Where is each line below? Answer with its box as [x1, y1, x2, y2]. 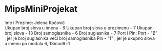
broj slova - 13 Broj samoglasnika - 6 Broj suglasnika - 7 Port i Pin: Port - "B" [4, 30, 158, 36]
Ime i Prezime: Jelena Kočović [4, 20, 65, 25]
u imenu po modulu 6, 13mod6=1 [4, 40, 70, 46]
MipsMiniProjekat [4, 3, 78, 15]
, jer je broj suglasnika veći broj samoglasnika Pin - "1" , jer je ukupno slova [4, 35, 155, 41]
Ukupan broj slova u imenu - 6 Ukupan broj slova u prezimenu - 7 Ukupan [4, 25, 153, 30]
